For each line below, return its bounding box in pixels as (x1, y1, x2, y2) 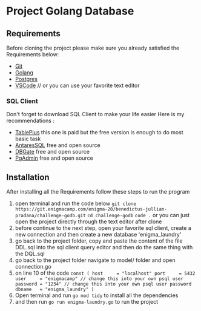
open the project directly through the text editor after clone (15, 218, 162, 225)
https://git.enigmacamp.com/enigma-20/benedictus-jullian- (15, 206, 168, 212)
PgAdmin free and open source (15, 154, 94, 162)
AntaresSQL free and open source (15, 142, 101, 149)
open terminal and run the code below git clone (15, 200, 136, 207)
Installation (6, 172, 50, 182)
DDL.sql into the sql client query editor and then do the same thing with (15, 244, 193, 251)
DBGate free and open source (15, 148, 90, 155)
